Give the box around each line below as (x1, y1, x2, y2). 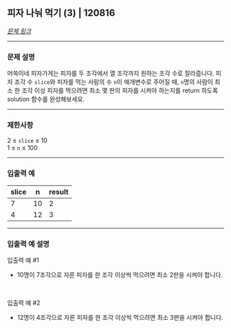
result (49, 187, 69, 196)
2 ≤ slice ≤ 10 (7, 136, 48, 145)
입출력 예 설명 (7, 239, 50, 249)
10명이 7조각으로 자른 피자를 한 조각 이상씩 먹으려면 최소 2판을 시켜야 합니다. (16, 271, 223, 278)
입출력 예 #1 (7, 256, 39, 264)
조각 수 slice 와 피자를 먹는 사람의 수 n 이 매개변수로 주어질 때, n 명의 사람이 (14, 78, 213, 86)
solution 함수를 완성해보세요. (7, 95, 85, 103)
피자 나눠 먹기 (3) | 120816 (7, 7, 115, 19)
